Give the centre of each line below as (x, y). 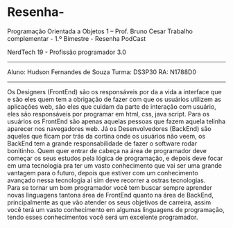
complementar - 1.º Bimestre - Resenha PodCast (77, 38)
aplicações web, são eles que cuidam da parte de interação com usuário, (112, 106)
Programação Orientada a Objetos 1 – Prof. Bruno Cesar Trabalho (100, 31)
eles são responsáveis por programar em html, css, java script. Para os (109, 114)
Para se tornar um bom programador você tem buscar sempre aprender (110, 187)
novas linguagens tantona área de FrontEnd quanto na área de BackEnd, (110, 195)
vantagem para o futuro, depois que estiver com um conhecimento (103, 173)
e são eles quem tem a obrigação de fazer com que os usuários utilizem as (114, 99)
